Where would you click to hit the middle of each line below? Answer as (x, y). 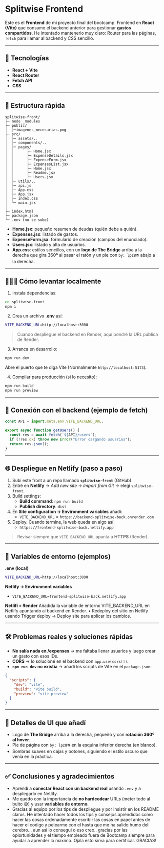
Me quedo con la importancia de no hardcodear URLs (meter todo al (81, 799)
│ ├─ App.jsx (20, 194)
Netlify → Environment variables (39, 587)
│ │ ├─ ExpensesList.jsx (37, 164)
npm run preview (21, 390)
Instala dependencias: (34, 293)
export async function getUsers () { (42, 430)
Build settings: (26, 496)
